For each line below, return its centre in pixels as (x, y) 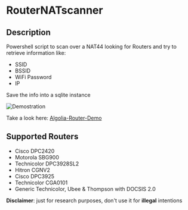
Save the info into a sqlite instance (48, 95)
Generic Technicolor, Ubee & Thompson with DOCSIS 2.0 (85, 189)
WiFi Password (33, 77)
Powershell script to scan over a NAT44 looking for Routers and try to (92, 46)
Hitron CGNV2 (33, 170)
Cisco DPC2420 (35, 151)
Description (28, 32)
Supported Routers (42, 137)
